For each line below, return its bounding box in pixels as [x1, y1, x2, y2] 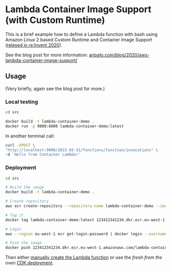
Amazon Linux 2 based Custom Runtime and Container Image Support [5, 37, 153, 43]
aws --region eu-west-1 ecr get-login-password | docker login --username [5, 231, 167, 236]
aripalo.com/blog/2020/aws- [89, 52, 150, 58]
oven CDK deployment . [5, 260, 54, 266]
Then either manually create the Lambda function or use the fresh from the [5, 254, 162, 260]
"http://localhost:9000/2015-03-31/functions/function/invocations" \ [5, 147, 158, 153]
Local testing [5, 98, 38, 105]
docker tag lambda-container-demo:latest [5, 217, 95, 222]
